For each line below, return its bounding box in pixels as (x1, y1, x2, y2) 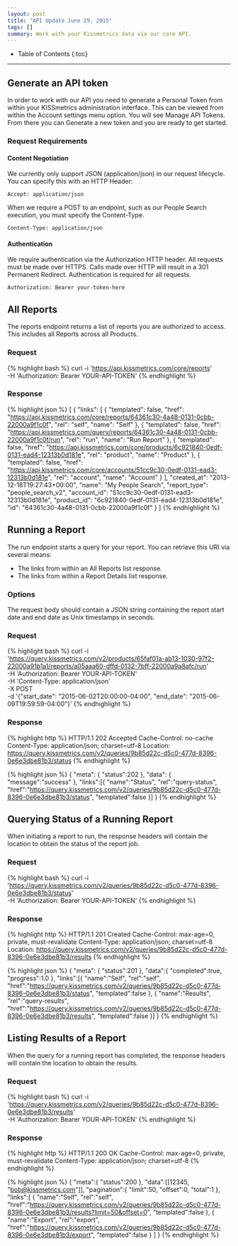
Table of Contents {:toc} (17, 50, 89, 58)
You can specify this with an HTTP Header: (7, 177, 133, 185)
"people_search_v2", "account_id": (7, 488, 108, 497)
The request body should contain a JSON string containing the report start (7, 605, 225, 614)
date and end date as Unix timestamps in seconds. (7, 612, 155, 622)
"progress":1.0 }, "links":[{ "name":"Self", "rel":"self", (7, 974, 161, 982)
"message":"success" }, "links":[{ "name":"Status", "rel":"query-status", (7, 777, 217, 786)
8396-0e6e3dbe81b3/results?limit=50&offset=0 (7, 1208, 147, 1217)
